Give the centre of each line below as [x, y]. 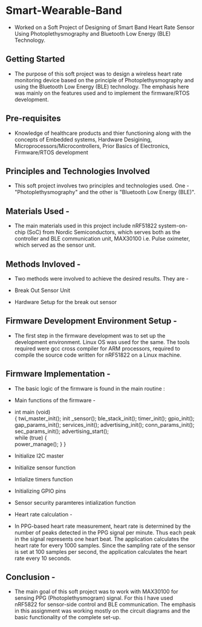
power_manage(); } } [40, 444]
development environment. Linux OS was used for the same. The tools [102, 342]
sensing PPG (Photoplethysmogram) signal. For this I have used [94, 598]
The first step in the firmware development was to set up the [90, 336]
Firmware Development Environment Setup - [91, 321]
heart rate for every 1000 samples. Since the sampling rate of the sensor [105, 545]
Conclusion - [31, 577]
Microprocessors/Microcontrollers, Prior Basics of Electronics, [92, 146]
